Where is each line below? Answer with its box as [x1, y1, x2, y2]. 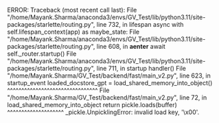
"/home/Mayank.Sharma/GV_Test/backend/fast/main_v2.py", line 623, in [7, 71, 211, 80]
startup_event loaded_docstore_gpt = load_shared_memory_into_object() [7, 79, 213, 87]
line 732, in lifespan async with [96, 21, 184, 28]
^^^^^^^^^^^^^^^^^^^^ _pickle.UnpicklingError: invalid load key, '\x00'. [7, 108, 200, 116]
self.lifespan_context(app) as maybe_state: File [7, 27, 139, 36]
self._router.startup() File [7, 49, 77, 58]
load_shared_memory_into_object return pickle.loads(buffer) [7, 101, 177, 109]
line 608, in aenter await [96, 43, 166, 50]
